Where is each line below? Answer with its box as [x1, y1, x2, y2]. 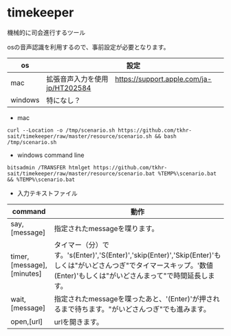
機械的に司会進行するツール [7, 28, 86, 36]
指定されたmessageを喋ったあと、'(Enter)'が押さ [54, 293, 213, 303]
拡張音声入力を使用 [46, 74, 109, 84]
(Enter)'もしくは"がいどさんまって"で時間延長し [54, 271, 208, 280]
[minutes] [10, 269, 43, 278]
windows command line [16, 151, 85, 159]
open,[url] [10, 317, 43, 326]
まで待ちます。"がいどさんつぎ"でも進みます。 [60, 304, 211, 313]
